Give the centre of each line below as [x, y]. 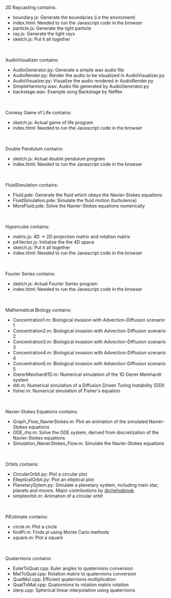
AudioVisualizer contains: [32, 60]
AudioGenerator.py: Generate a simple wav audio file [68, 70]
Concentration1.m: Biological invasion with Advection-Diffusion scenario [89, 320]
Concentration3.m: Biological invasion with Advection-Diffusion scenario [89, 342]
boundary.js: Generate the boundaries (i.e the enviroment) [74, 17]
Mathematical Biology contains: [38, 310]
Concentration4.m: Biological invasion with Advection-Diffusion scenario [89, 353]
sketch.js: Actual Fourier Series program [55, 284]
